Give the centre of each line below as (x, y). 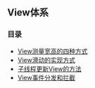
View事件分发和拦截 (46, 77)
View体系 (28, 13)
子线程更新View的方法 (50, 68)
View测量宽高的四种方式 (52, 51)
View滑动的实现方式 (46, 60)
